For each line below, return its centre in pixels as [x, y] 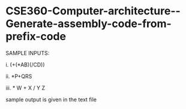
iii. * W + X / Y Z [25, 87]
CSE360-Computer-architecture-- [93, 11]
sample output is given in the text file [51, 99]
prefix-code [36, 37]
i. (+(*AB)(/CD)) [25, 65]
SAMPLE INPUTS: [28, 53]
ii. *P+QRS [19, 76]
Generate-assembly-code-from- [88, 24]
